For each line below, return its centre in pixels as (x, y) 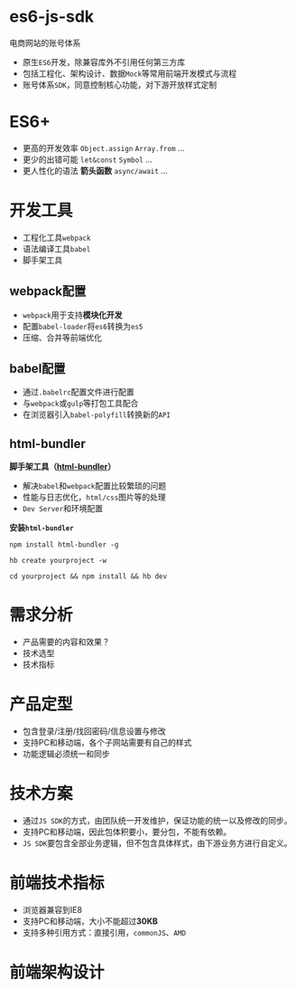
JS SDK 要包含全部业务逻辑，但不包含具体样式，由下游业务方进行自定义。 (157, 843)
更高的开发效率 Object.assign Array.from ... (103, 147)
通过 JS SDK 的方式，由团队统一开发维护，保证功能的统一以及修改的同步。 (157, 821)
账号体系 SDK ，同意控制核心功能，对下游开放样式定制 (120, 84)
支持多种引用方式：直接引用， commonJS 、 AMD (104, 932)
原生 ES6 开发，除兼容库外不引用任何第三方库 (104, 62)
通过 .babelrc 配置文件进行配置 (79, 392)
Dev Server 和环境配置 (63, 509)
